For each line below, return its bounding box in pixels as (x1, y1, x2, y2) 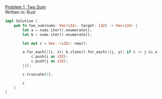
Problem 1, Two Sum (5, 4, 46, 10)
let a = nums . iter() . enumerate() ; (22, 28, 92, 33)
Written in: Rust (5, 9, 36, 15)
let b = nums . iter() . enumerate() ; (22, 32, 92, 37)
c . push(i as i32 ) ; (31, 54, 68, 59)
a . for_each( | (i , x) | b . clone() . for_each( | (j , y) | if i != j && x (22, 49, 158, 55)
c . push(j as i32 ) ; (31, 59, 68, 64)
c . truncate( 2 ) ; (22, 72, 53, 77)
